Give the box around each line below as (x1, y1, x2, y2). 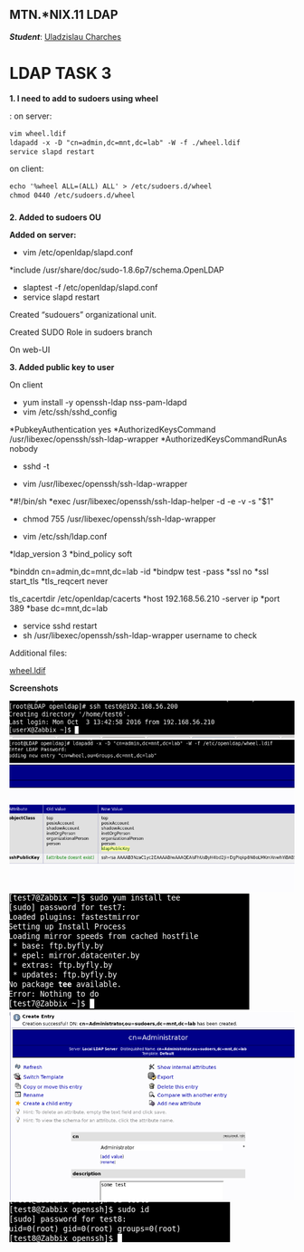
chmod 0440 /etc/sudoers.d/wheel (9, 190, 136, 200)
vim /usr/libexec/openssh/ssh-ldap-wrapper (22, 478, 188, 489)
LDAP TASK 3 (9, 63, 112, 83)
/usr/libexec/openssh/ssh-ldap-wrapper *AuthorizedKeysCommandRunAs (9, 434, 288, 444)
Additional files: (9, 647, 68, 658)
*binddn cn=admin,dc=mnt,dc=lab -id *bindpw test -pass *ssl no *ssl (9, 566, 270, 577)
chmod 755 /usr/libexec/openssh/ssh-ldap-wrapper (22, 513, 216, 524)
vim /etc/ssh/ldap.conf (22, 530, 108, 541)
